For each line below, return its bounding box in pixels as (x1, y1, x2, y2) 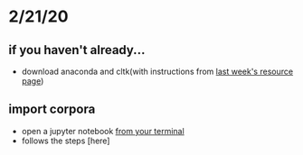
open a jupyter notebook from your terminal (21, 125, 185, 136)
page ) (21, 76, 44, 87)
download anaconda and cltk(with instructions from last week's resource (21, 66, 294, 77)
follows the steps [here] (21, 135, 110, 146)
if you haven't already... (8, 42, 146, 58)
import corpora (8, 102, 96, 117)
